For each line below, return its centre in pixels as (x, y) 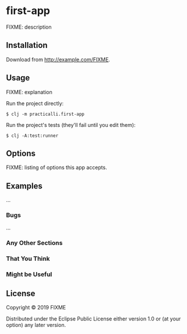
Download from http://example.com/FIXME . (58, 59)
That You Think (28, 259)
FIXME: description (29, 27)
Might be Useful (29, 274)
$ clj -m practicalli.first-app (45, 114)
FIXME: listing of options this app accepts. (57, 167)
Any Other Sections (34, 243)
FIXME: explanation (29, 92)
